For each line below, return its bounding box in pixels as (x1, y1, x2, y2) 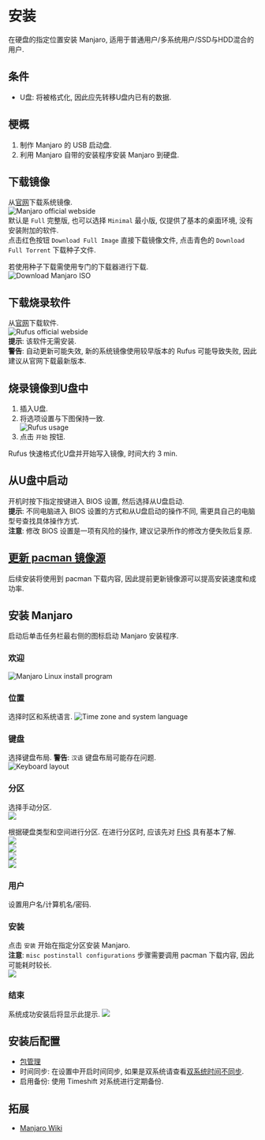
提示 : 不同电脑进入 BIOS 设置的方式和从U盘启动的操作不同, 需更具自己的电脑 (8, 506, 256, 516)
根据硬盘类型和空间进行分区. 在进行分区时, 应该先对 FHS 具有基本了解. (8, 827, 237, 836)
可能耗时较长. (8, 960, 53, 970)
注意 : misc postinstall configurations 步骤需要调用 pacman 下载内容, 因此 (8, 951, 255, 960)
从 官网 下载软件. (8, 319, 59, 328)
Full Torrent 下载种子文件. (8, 245, 96, 255)
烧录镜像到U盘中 (8, 382, 89, 395)
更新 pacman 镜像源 (8, 551, 106, 564)
